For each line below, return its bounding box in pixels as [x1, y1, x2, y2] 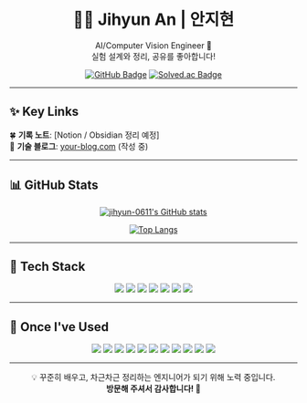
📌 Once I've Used [9, 319, 110, 335]
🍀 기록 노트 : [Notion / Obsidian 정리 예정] [9, 129, 160, 140]
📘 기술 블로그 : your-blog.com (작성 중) [9, 140, 149, 151]
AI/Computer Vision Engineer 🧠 [94, 39, 213, 51]
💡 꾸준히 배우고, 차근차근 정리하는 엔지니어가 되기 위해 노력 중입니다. [31, 372, 276, 383]
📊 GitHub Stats [9, 178, 99, 193]
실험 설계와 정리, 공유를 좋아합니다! [90, 50, 217, 61]
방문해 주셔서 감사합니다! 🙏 [106, 383, 201, 394]
